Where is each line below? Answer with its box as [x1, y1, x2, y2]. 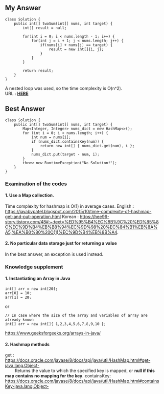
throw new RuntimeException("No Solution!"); [23, 160, 117, 165]
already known [5, 317, 34, 322]
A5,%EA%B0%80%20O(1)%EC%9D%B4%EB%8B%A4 [5, 229, 117, 235]
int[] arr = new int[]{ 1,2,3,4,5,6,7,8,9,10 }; [5, 322, 106, 327]
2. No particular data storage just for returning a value [5, 241, 117, 246]
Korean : [62, 214, 79, 219]
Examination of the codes [5, 180, 67, 187]
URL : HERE [5, 90, 28, 96]
